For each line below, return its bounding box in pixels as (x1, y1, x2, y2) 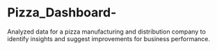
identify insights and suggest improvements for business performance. (7, 34, 211, 42)
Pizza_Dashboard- (7, 5, 117, 21)
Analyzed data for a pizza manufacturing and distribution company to (7, 27, 207, 36)
